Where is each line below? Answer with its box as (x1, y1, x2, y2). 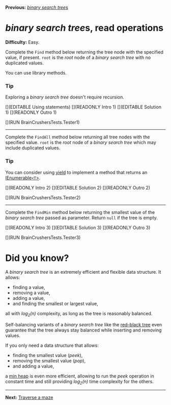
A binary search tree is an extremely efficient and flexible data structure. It (5, 269, 161, 275)
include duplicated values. (5, 145, 61, 151)
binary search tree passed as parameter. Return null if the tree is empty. (5, 215, 158, 221)
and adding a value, (12, 363, 54, 369)
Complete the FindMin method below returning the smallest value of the (5, 209, 155, 215)
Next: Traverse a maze (5, 394, 53, 400)
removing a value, (12, 290, 50, 296)
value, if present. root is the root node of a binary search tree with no (5, 54, 151, 60)
